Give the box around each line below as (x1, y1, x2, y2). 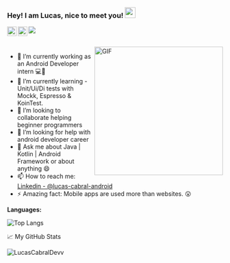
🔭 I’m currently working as (16, 52, 91, 61)
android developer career (16, 136, 89, 144)
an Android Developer (16, 60, 79, 68)
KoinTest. (16, 99, 43, 108)
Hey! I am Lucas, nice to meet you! (7, 10, 124, 20)
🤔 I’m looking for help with (16, 128, 91, 136)
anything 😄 (16, 164, 50, 173)
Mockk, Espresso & (16, 92, 72, 100)
